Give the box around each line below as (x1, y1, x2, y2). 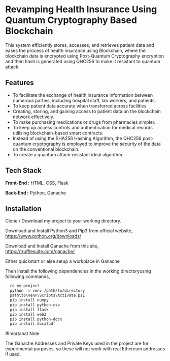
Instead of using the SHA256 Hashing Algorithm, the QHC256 (12, 135, 142, 141)
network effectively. (12, 114, 54, 120)
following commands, (5, 273, 50, 280)
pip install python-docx (10, 317, 62, 322)
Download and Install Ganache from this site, (5, 243, 99, 249)
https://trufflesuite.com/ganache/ (5, 248, 75, 255)
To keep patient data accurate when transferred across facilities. (12, 103, 148, 109)
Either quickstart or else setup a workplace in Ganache (5, 258, 120, 264)
